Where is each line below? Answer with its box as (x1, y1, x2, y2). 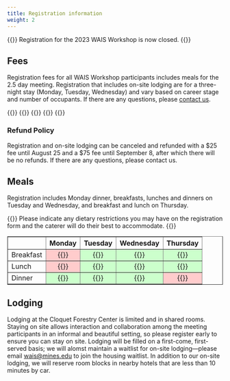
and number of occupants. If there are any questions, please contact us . (7, 95, 211, 104)
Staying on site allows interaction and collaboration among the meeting (7, 323, 207, 331)
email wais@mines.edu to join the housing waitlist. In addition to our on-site (7, 351, 220, 360)
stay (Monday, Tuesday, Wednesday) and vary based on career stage (23, 88, 219, 96)
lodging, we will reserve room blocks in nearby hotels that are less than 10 (7, 359, 216, 367)
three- (199, 80, 217, 89)
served (7, 345, 27, 353)
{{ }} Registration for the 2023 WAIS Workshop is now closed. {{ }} (7, 35, 192, 43)
